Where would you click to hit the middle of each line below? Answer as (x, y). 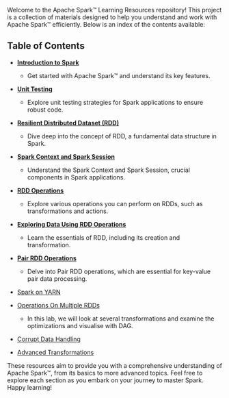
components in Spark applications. (76, 177)
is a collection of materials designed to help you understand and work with (112, 17)
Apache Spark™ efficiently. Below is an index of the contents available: (106, 24)
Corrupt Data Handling (49, 339)
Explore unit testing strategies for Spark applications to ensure (115, 102)
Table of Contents (46, 46)
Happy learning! (30, 387)
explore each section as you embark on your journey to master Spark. (105, 380)
